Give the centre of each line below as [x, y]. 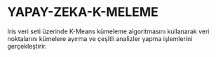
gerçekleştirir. [27, 46]
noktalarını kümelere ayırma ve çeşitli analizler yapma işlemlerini [100, 38]
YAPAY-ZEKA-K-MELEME [83, 12]
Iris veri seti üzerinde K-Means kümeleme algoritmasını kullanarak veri [108, 31]
